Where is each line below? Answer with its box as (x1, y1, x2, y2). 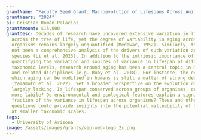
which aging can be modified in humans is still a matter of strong (11, 75, 186, 81)
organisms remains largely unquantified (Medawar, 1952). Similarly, (11, 42, 188, 48)
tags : (6, 114, 20, 120)
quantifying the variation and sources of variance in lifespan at (11, 58, 184, 64)
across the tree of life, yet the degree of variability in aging (11, 36, 181, 42)
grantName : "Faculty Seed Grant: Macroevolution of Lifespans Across (6, 8, 184, 15)
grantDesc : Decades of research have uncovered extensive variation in (6, 31, 188, 37)
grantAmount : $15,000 (6, 25, 60, 32)
